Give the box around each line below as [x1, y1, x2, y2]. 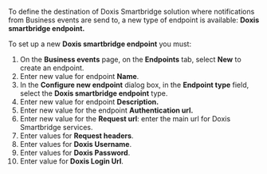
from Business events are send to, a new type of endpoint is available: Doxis [8, 15, 260, 25]
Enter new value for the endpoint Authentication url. [19, 105, 194, 115]
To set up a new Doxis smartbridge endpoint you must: [8, 39, 192, 49]
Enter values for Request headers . [19, 131, 134, 140]
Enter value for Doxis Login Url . [19, 156, 124, 166]
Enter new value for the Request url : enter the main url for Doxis [19, 114, 231, 123]
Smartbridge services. [19, 123, 93, 132]
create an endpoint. [19, 63, 84, 73]
